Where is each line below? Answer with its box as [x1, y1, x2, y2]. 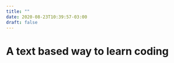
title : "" [6, 8, 30, 15]
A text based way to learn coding [6, 44, 169, 58]
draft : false [6, 19, 38, 25]
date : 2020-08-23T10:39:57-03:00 [6, 14, 88, 20]
